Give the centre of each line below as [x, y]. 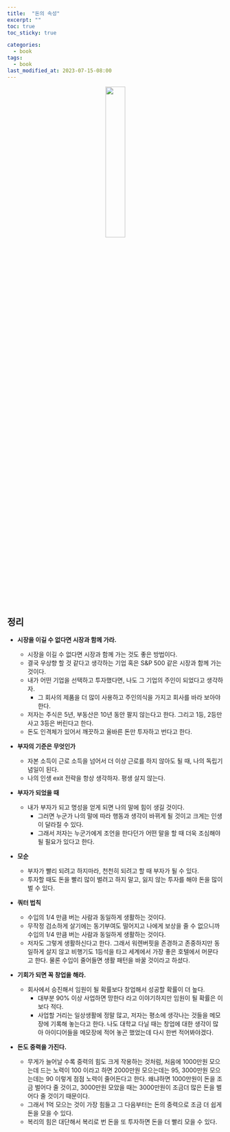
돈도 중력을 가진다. [42, 1047]
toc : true [21, 26]
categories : [24, 45]
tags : [15, 58]
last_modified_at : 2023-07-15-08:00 [59, 70]
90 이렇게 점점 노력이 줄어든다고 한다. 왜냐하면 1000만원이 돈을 [130, 1079]
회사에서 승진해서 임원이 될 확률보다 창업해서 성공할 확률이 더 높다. [116, 990]
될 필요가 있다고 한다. [66, 842]
